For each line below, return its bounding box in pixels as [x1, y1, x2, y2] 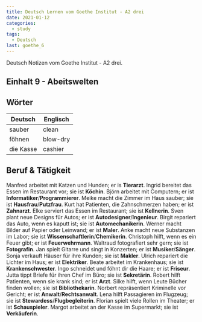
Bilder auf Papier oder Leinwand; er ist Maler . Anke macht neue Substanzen [6, 226, 195, 233]
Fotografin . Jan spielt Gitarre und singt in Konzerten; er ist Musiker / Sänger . [6, 245, 196, 253]
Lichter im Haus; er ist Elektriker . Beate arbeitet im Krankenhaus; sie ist [6, 258, 184, 266]
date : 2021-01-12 [6, 14, 50, 21]
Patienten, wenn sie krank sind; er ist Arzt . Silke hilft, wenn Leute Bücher [6, 277, 187, 285]
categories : [6, 20, 36, 26]
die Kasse [9, 145, 37, 153]
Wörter [6, 97, 34, 108]
